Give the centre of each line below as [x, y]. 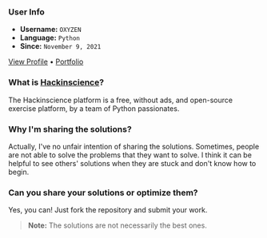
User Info [27, 12]
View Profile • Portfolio [46, 61]
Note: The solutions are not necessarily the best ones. [118, 225]
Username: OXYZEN [50, 30]
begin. [19, 172]
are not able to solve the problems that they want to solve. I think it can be [130, 155]
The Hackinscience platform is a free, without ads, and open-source [121, 100]
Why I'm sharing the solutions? [70, 129]
